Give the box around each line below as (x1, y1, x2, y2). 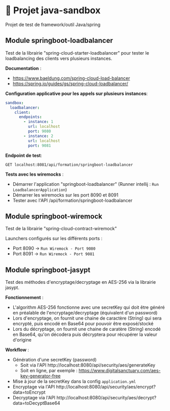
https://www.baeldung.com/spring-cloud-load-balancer (12, 75, 130, 81)
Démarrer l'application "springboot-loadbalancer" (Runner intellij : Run (12, 181, 159, 187)
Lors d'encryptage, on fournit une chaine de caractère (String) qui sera (12, 315, 162, 321)
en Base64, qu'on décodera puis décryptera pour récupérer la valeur (12, 331, 158, 337)
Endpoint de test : (5, 152, 42, 158)
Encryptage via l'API (12, 384, 55, 390)
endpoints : (18, 114, 42, 119)
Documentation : (5, 65, 42, 71)
